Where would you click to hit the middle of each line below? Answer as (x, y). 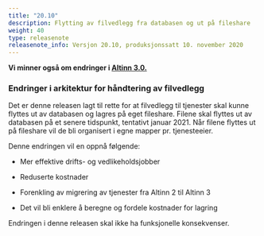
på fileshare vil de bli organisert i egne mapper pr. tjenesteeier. (111, 131)
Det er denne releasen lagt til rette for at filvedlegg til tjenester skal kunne (128, 106)
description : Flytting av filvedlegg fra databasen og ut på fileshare (129, 23)
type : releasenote (39, 38)
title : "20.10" (33, 15)
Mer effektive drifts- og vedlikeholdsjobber (90, 162)
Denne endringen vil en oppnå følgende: (74, 146)
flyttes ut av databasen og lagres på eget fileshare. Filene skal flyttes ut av (130, 114)
